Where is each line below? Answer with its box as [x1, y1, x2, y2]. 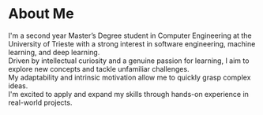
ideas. [8, 80, 28, 91]
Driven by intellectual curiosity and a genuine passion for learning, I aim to [8, 56, 250, 65]
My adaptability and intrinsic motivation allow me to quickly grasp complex [8, 72, 251, 82]
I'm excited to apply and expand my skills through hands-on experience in [8, 89, 249, 98]
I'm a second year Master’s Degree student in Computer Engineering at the [8, 31, 252, 40]
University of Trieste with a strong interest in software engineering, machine [8, 39, 256, 48]
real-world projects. [8, 98, 73, 107]
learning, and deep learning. [8, 47, 100, 57]
